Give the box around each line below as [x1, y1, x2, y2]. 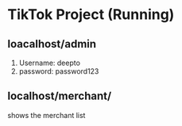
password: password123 [18, 67, 99, 76]
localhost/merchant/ [7, 90, 112, 103]
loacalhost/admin [7, 37, 97, 51]
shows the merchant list [7, 110, 86, 120]
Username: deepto [18, 58, 81, 67]
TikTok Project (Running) [7, 6, 175, 24]
